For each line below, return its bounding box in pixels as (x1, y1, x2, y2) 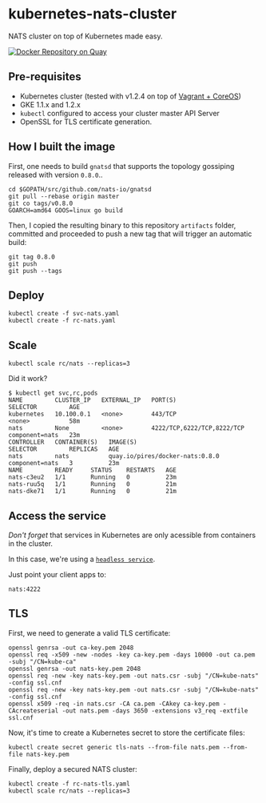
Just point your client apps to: (8, 570, 106, 579)
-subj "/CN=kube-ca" (8, 657, 77, 665)
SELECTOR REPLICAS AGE (8, 445, 120, 453)
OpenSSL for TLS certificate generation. (19, 117, 153, 126)
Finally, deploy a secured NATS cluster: (8, 764, 137, 773)
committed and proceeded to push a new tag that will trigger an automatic (8, 229, 252, 239)
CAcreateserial (8, 706, 59, 715)
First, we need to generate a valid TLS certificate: (8, 628, 171, 637)
